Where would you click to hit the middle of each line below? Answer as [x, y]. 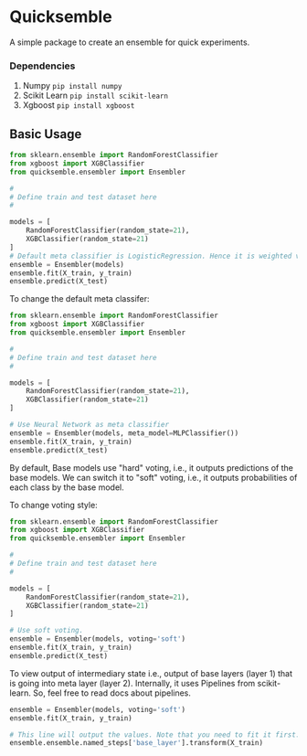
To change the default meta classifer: [79, 299]
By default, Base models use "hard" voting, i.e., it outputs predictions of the [152, 467]
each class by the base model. [67, 487]
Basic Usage [46, 134]
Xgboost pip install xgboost [79, 105]
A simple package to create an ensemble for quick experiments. [130, 42]
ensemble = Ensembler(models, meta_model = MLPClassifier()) [124, 433]
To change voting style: [53, 505]
